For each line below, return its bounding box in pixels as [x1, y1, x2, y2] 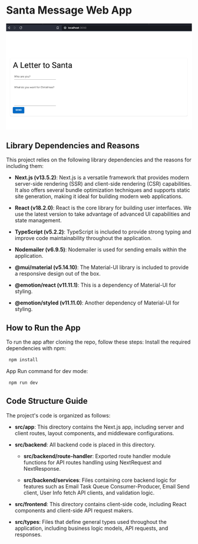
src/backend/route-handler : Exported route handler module [23, 452, 171, 459]
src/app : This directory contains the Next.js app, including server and [14, 423, 184, 430]
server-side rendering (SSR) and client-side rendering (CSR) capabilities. [14, 180, 192, 187]
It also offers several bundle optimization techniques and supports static [14, 187, 190, 194]
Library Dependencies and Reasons [6, 141, 140, 151]
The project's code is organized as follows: [6, 412, 111, 419]
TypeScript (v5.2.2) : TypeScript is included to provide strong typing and [14, 228, 192, 235]
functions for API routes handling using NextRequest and [23, 459, 162, 466]
